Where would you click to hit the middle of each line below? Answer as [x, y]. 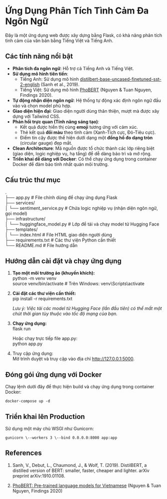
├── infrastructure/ [25, 218]
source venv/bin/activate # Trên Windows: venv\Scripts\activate [78, 284]
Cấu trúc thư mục [33, 180]
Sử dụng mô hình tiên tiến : [40, 74]
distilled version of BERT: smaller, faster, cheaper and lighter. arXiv [81, 470]
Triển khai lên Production [45, 417]
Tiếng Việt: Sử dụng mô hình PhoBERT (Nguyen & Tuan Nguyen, [86, 90]
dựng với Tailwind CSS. [36, 116]
